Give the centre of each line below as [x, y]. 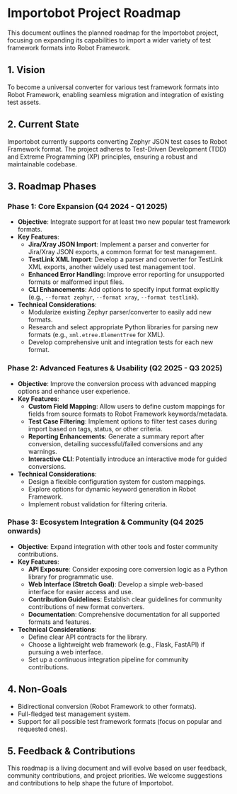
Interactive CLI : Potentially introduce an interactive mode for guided [127, 459]
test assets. [24, 102]
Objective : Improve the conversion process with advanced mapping [117, 383]
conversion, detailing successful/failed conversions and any [116, 443]
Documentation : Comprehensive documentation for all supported [124, 614]
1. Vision [27, 70]
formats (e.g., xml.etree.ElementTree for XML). [96, 335]
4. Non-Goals [37, 690]
